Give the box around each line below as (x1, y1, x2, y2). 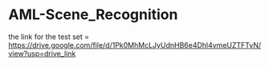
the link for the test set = (8, 32, 90, 41)
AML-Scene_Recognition (8, 6, 178, 24)
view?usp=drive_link (8, 49, 76, 58)
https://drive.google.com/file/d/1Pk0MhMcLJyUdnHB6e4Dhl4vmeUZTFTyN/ (8, 40, 262, 49)
